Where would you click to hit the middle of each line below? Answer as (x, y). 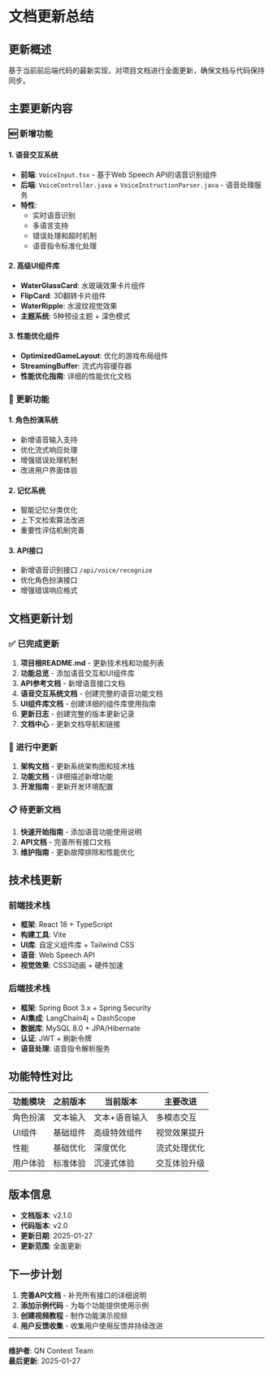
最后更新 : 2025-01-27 (45, 1361)
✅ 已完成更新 (34, 644)
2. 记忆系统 (27, 490)
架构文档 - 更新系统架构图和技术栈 (78, 767)
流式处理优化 (180, 1148)
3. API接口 (26, 550)
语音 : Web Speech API (57, 955)
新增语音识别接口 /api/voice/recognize (86, 570)
